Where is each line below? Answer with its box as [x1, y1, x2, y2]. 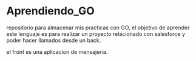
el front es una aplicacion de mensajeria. [6, 48, 108, 55]
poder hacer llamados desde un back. [6, 36, 101, 44]
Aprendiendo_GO [6, 4, 95, 18]
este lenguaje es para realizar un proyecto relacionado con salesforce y [6, 30, 186, 37]
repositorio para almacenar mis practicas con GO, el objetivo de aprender [6, 24, 190, 31]
